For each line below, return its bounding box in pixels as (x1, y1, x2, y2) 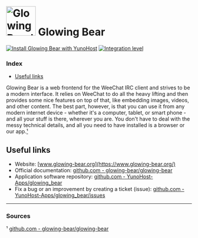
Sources (6, 212, 31, 220)
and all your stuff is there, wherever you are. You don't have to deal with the (6, 115, 190, 123)
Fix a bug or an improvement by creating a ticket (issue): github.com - (14, 186, 184, 193)
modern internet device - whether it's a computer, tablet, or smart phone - (6, 109, 187, 116)
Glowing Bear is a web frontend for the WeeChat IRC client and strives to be (6, 84, 190, 91)
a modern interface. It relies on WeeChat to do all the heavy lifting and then (6, 90, 189, 98)
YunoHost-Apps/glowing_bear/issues (14, 192, 105, 199)
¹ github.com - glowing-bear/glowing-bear (6, 225, 109, 232)
